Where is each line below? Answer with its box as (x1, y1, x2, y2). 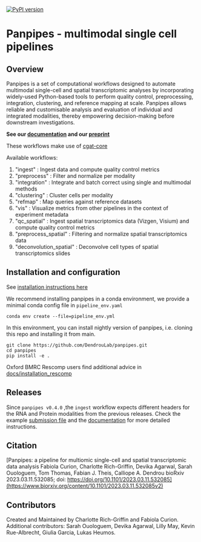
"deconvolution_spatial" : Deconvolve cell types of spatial (15, 243, 159, 250)
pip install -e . (6, 353, 50, 359)
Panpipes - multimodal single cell (6, 27, 177, 41)
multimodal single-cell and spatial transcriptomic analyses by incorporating (6, 87, 194, 93)
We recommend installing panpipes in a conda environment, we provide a (6, 295, 189, 302)
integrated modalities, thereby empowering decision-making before (6, 112, 174, 120)
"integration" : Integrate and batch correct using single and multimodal (15, 179, 191, 186)
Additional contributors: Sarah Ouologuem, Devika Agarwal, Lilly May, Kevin (6, 523, 195, 530)
